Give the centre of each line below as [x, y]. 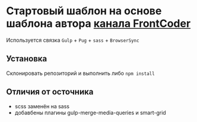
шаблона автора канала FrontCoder [99, 24]
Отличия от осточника [50, 92]
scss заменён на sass [42, 106]
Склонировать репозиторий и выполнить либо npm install [81, 73]
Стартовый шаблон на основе [84, 11]
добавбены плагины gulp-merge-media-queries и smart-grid [90, 112]
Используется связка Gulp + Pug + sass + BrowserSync [73, 40]
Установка [27, 59]
